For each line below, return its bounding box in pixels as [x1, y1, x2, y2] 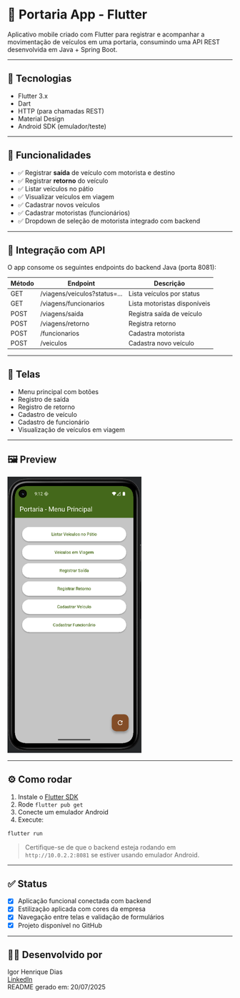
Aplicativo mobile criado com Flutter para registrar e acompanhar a [7, 30, 205, 39]
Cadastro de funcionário [17, 418, 90, 426]
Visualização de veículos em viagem [17, 425, 125, 434]
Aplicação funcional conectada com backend [17, 897, 151, 905]
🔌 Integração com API [7, 244, 106, 256]
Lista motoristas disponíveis [128, 299, 211, 308]
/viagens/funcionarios [40, 299, 105, 308]
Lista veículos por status [128, 289, 200, 298]
